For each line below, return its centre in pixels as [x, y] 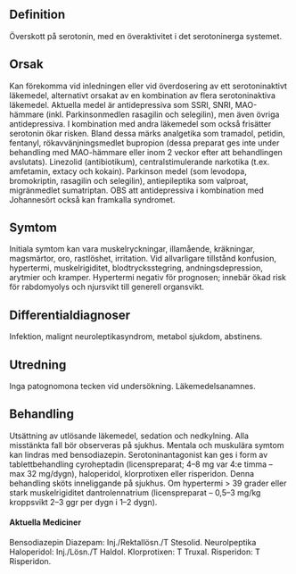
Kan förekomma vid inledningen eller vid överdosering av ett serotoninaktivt [148, 86]
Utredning [38, 365]
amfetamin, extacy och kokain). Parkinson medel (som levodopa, [128, 171]
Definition [37, 15]
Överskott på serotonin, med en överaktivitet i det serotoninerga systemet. [146, 36]
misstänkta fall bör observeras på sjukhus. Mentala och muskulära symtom [147, 445]
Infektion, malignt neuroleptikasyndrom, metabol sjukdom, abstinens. [136, 337]
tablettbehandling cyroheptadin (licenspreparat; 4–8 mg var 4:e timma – [141, 464]
